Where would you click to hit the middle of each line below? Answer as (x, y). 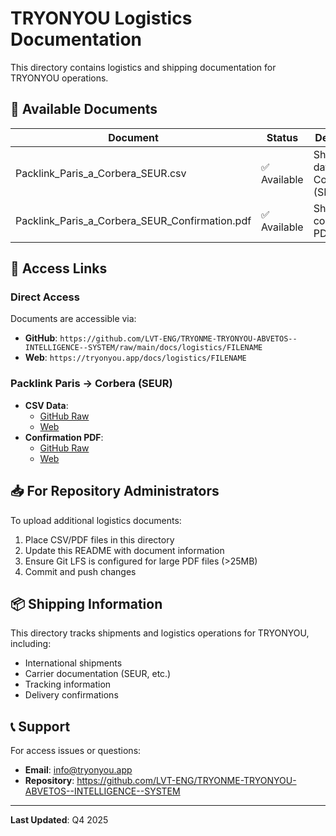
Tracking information (68, 684)
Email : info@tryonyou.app (78, 770)
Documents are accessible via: (73, 319)
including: (31, 644)
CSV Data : (46, 405)
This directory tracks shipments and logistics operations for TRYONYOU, (160, 633)
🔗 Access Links (59, 268)
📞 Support (40, 726)
